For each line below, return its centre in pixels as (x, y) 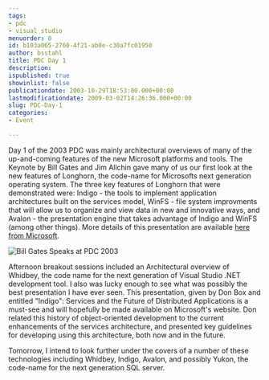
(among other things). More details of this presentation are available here (129, 227)
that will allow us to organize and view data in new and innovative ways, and (134, 210)
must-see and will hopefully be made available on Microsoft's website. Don (132, 309)
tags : (17, 16)
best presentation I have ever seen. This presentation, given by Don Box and (134, 292)
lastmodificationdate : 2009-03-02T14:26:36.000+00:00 (100, 98)
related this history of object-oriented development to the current (116, 317)
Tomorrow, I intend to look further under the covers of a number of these (128, 350)
